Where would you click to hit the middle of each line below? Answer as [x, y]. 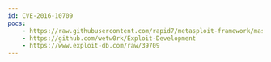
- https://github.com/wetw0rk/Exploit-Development [109, 38]
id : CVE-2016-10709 [40, 16]
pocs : [17, 23]
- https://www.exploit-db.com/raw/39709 [91, 46]
